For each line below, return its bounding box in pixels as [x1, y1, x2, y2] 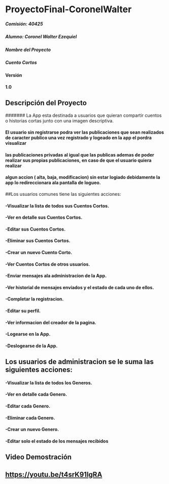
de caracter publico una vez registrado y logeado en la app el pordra [5, 135, 152, 141]
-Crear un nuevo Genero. [5, 426, 59, 432]
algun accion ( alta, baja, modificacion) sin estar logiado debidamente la [5, 174, 160, 181]
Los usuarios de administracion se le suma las [5, 358, 154, 366]
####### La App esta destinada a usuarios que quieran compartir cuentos [5, 112, 162, 118]
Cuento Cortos [5, 59, 37, 65]
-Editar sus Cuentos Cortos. [5, 226, 66, 232]
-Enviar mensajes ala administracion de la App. [5, 273, 107, 279]
